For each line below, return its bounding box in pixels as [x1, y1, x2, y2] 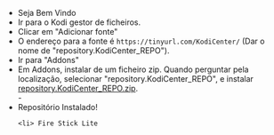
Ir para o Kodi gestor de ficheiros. [17, 17, 141, 28]
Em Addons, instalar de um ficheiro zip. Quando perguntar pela [17, 64, 249, 75]
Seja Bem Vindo [17, 8, 77, 18]
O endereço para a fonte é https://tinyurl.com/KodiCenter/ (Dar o [17, 36, 265, 46]
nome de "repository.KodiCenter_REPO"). [17, 45, 170, 56]
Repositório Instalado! [17, 102, 98, 112]
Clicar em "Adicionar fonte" [17, 27, 118, 36]
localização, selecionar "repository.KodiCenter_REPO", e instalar [17, 74, 254, 83]
